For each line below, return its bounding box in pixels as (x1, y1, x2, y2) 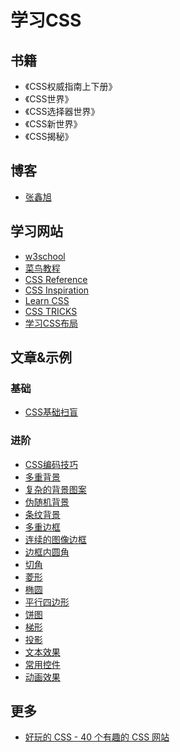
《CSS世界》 (24, 93, 74, 105)
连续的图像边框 (24, 533, 87, 545)
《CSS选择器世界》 (24, 106, 100, 117)
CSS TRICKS (24, 305, 78, 317)
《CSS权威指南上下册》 (24, 81, 118, 92)
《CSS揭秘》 (24, 131, 74, 142)
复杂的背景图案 (24, 483, 87, 495)
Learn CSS (24, 294, 70, 306)
